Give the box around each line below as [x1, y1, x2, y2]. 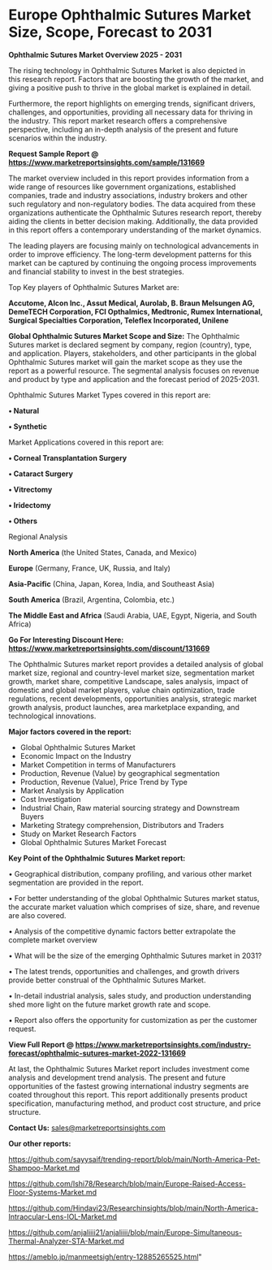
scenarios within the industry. [8, 132, 107, 143]
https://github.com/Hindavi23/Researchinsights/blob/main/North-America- [8, 1203, 259, 1212]
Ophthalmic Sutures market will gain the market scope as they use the [8, 357, 243, 366]
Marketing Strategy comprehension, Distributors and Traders [19, 820, 225, 830]
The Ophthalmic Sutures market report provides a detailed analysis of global [8, 659, 264, 669]
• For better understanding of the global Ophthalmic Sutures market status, [8, 893, 260, 903]
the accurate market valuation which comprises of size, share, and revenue [8, 902, 261, 912]
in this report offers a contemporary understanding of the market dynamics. [8, 225, 261, 235]
